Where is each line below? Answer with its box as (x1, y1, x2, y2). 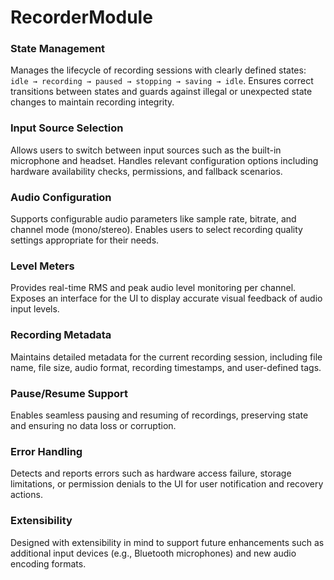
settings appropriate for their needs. (10, 234, 160, 246)
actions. (10, 489, 43, 501)
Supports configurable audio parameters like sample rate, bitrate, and (10, 213, 297, 225)
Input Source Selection (10, 121, 124, 135)
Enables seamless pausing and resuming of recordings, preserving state (10, 409, 309, 421)
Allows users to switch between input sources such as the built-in (10, 144, 282, 156)
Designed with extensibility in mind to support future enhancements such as (10, 536, 325, 548)
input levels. (10, 303, 60, 315)
